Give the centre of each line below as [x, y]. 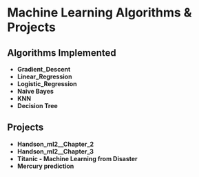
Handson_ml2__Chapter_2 [55, 144]
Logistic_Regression [47, 84]
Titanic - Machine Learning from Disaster [77, 158]
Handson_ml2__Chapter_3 [55, 151]
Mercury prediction [45, 166]
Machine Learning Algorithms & [99, 13]
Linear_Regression [44, 76]
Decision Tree [38, 106]
